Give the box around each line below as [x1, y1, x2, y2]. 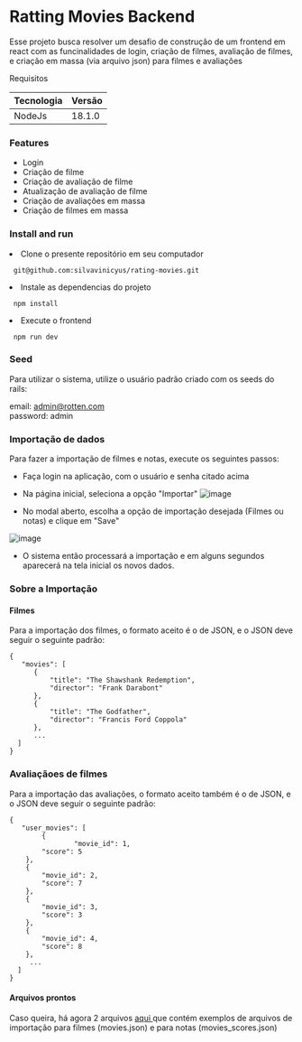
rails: [9, 383, 28, 394]
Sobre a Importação [9, 582, 98, 595]
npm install [13, 299, 59, 308]
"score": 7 [41, 879, 83, 888]
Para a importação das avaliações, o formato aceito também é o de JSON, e [9, 788, 291, 799]
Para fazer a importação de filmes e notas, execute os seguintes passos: [9, 453, 279, 464]
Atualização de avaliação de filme [22, 186, 148, 197]
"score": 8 [41, 942, 83, 951]
